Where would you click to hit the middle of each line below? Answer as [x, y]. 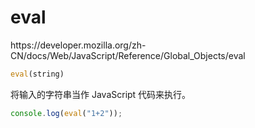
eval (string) [37, 74]
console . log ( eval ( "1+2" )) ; [66, 113]
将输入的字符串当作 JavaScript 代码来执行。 [101, 94]
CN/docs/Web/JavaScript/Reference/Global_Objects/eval [128, 55]
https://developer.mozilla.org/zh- [78, 45]
